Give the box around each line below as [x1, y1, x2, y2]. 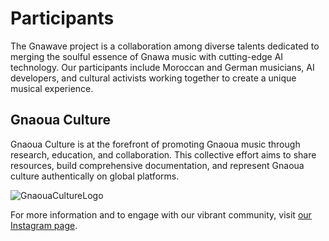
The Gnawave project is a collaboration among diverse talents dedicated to [10, 40, 320, 52]
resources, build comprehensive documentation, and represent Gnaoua [10, 159, 305, 171]
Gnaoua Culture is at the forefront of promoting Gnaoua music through [10, 138, 301, 150]
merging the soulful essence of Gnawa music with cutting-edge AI [10, 50, 284, 62]
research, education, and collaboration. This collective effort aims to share [10, 148, 317, 161]
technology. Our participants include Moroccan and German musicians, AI [10, 61, 315, 73]
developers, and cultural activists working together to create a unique [10, 72, 297, 84]
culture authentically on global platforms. [10, 170, 180, 182]
